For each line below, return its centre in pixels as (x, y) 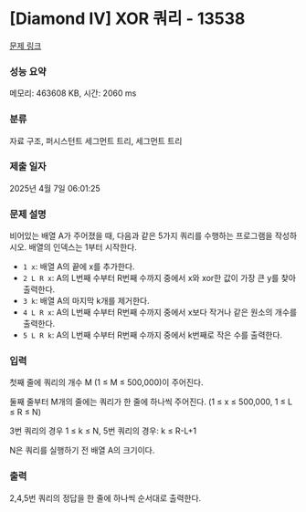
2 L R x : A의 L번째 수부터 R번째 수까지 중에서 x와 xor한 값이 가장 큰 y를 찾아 (159, 278)
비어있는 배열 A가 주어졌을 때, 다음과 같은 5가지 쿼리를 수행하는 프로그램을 (141, 236)
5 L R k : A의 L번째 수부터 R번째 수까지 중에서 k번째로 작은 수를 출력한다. (153, 335)
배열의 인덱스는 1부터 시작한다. (83, 247)
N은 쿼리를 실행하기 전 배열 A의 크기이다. (82, 450)
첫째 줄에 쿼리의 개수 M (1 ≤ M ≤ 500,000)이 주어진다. (106, 382)
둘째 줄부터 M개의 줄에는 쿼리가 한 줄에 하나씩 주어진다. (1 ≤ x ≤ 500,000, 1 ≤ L (151, 402)
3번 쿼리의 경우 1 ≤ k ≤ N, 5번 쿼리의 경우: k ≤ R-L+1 (103, 431)
